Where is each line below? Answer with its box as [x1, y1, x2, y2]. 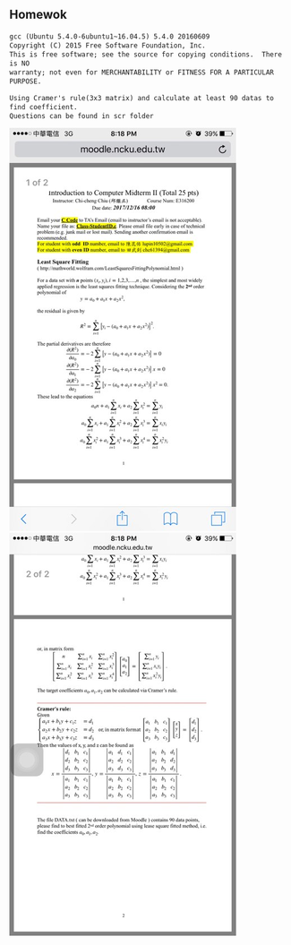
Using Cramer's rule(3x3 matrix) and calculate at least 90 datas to [9, 93, 275, 102]
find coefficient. [9, 102, 78, 111]
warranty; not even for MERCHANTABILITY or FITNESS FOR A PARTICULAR [9, 67, 275, 77]
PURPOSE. [9, 76, 42, 86]
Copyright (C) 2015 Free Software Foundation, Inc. [9, 40, 206, 50]
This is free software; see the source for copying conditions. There [9, 49, 282, 59]
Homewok [9, 7, 67, 22]
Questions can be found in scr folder [9, 111, 154, 120]
